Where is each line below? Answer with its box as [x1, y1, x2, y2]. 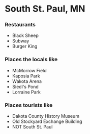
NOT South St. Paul [12, 124, 53, 130]
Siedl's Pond [12, 83, 39, 90]
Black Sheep [12, 32, 39, 38]
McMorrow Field [12, 67, 47, 73]
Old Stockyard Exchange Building [12, 118, 82, 124]
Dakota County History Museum [12, 113, 80, 119]
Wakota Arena [12, 78, 42, 84]
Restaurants [5, 21, 36, 28]
